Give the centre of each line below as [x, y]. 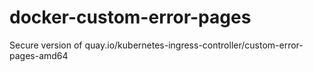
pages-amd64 [39, 55]
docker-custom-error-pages [130, 17]
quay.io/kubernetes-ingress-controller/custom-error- [194, 45]
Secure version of [46, 45]
